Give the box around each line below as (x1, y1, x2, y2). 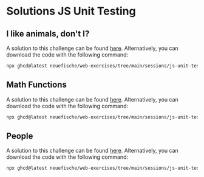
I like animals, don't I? (6, 29, 90, 39)
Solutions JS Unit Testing (6, 4, 136, 18)
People (6, 131, 33, 141)
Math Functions (6, 80, 67, 90)
